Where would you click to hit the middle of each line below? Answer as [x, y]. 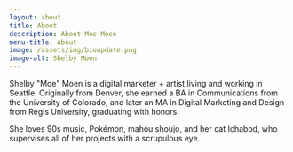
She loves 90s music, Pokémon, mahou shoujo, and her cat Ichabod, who [143, 129]
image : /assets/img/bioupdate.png [73, 50]
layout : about [36, 17]
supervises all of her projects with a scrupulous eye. [105, 138]
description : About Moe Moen [63, 34]
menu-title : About [43, 42]
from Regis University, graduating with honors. [94, 112]
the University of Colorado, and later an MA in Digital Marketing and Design [147, 102]
